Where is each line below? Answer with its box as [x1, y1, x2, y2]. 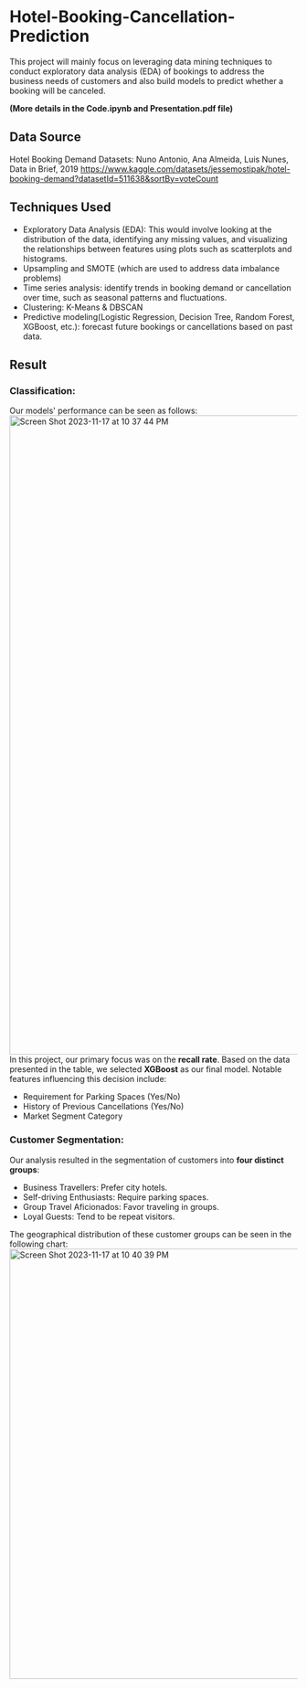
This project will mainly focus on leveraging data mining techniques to [9, 56, 272, 67]
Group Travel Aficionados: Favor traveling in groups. [22, 1201, 219, 1212]
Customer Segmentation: [9, 1133, 124, 1146]
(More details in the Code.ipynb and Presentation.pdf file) [9, 102, 234, 113]
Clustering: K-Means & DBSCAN [22, 302, 143, 313]
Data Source [9, 130, 81, 145]
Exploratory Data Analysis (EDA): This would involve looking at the [22, 224, 272, 235]
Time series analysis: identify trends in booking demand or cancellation [22, 281, 291, 293]
